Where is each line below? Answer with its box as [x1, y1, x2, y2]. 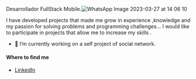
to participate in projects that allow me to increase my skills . [6, 29, 152, 36]
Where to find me [6, 53, 49, 60]
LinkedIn [14, 67, 36, 74]
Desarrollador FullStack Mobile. [6, 6, 82, 12]
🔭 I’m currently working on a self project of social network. [14, 41, 156, 47]
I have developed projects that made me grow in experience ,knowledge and [6, 17, 191, 23]
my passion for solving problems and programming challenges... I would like [6, 23, 190, 30]
